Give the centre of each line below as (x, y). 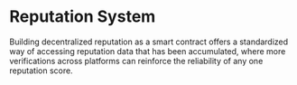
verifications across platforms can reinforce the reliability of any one (136, 61)
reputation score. (42, 71)
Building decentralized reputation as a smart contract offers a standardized (149, 42)
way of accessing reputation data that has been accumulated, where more (148, 51)
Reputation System (83, 17)
